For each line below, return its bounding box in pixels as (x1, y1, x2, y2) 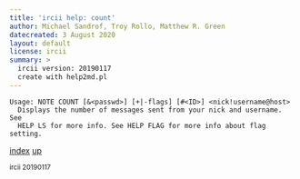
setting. (9, 129, 43, 138)
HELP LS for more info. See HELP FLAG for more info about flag (17, 121, 266, 130)
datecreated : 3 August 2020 (9, 30, 116, 39)
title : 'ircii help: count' (9, 13, 116, 23)
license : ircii (9, 47, 67, 56)
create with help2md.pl (17, 73, 107, 82)
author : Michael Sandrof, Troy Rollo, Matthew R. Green (9, 22, 225, 31)
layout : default (9, 38, 71, 48)
